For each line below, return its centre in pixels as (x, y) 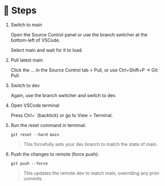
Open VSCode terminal (35, 105)
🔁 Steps (20, 11)
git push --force (29, 163)
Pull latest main (27, 60)
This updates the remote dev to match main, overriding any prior (91, 173)
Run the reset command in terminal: (48, 125)
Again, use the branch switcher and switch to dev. (64, 95)
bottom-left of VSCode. (35, 40)
